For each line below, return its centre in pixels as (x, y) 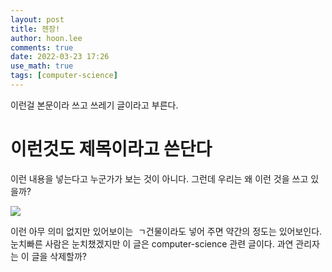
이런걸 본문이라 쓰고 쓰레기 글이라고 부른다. (94, 105)
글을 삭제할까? (59, 256)
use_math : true (42, 66)
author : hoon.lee (46, 38)
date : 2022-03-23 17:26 (60, 57)
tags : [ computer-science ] (64, 76)
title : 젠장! (35, 29)
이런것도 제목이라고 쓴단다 (111, 149)
